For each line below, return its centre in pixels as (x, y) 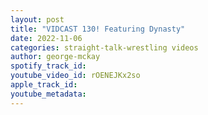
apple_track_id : (44, 85)
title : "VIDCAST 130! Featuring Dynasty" (98, 29)
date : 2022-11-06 (46, 38)
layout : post (37, 19)
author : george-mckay (55, 57)
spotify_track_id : (48, 66)
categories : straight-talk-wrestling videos (104, 47)
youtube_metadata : (48, 94)
